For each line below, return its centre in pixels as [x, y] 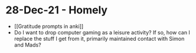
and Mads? [28, 45]
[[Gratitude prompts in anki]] [49, 26]
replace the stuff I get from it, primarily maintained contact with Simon [99, 38]
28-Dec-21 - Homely [56, 10]
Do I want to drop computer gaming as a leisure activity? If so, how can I [102, 32]
